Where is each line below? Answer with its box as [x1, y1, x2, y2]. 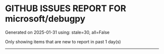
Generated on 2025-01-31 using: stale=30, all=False [5, 29, 110, 35]
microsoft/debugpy [5, 13, 85, 24]
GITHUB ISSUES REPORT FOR [5, 3, 126, 14]
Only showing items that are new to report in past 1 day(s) [5, 38, 121, 44]
